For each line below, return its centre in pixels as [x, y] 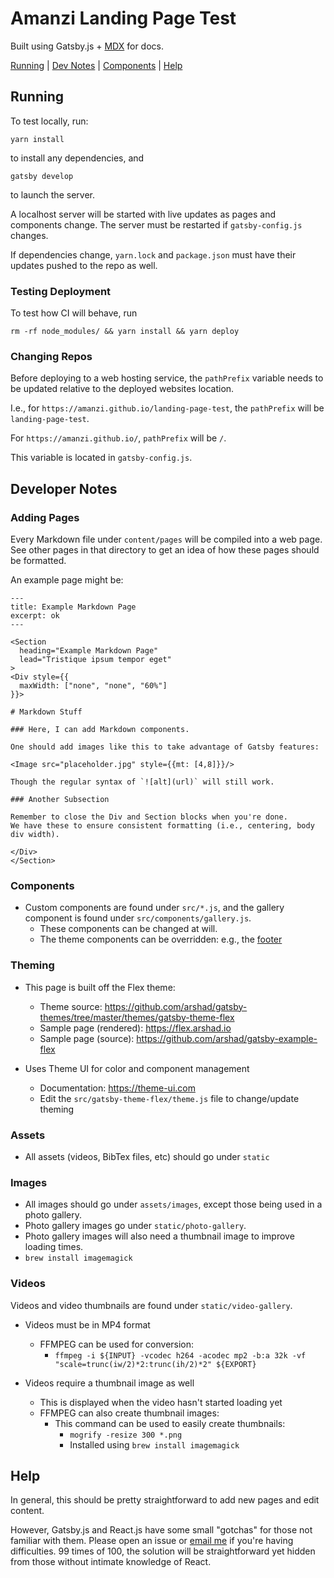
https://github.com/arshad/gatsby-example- [227, 1038]
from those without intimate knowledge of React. [111, 1562]
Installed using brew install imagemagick [154, 1444]
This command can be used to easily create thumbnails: [170, 1423]
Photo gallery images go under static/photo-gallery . [135, 1226]
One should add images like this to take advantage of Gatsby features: [165, 747]
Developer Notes [64, 488]
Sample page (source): [87, 1038]
